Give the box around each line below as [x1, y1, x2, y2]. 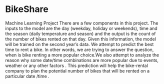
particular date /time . [5, 73, 50, 79]
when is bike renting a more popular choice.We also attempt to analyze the [5, 51, 159, 58]
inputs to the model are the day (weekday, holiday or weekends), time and [5, 25, 157, 31]
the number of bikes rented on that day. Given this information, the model [5, 36, 156, 42]
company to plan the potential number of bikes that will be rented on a [5, 67, 150, 73]
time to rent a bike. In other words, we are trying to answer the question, [5, 46, 154, 52]
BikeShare [5, 3, 48, 15]
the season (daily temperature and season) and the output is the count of [5, 30, 156, 36]
